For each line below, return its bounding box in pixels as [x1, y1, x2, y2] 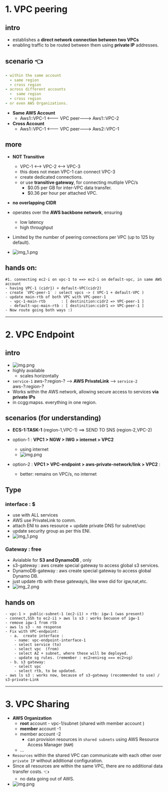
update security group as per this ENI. [12, 528, 91, 534]
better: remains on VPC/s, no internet [19, 471, 97, 477]
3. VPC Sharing [5, 698, 70, 710]
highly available [12, 367, 45, 373]
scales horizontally [19, 372, 59, 378]
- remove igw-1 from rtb [5, 620, 57, 625]
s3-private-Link [5, 677, 39, 682]
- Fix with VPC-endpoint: [5, 629, 59, 634]
